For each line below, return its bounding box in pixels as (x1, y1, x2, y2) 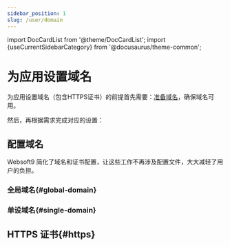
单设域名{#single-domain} (7, 206, 96, 215)
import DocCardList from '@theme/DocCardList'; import (7, 35, 166, 43)
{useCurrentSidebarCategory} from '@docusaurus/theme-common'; (7, 43, 202, 51)
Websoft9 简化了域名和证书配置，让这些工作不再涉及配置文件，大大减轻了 (7, 158, 218, 166)
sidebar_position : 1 (7, 10, 67, 17)
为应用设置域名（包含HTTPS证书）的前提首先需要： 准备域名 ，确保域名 (7, 93, 209, 101)
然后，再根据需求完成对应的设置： (7, 116, 104, 125)
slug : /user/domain (7, 17, 63, 23)
